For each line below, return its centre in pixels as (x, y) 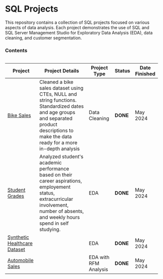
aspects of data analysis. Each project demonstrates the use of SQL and (77, 27)
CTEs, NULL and (58, 94)
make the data (56, 137)
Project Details (62, 71)
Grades (16, 196)
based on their (56, 175)
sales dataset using (62, 88)
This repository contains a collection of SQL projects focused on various (77, 22)
